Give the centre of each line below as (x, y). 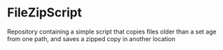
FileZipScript (45, 13)
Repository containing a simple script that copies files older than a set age (112, 32)
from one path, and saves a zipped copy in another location (91, 38)
